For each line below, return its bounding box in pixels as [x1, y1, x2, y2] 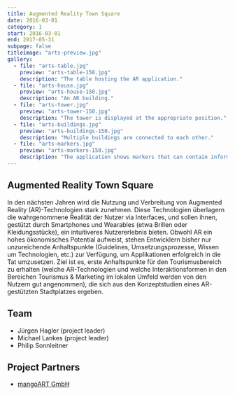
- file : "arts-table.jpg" [13, 62, 90, 69]
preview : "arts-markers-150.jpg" [20, 147, 117, 154]
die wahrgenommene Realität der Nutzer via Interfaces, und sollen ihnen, [7, 213, 218, 221]
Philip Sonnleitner [17, 341, 69, 349]
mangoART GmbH [17, 380, 70, 389]
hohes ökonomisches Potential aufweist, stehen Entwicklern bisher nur [7, 235, 212, 244]
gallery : [7, 56, 33, 63]
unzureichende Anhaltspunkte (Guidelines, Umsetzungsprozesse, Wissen [7, 242, 219, 251]
